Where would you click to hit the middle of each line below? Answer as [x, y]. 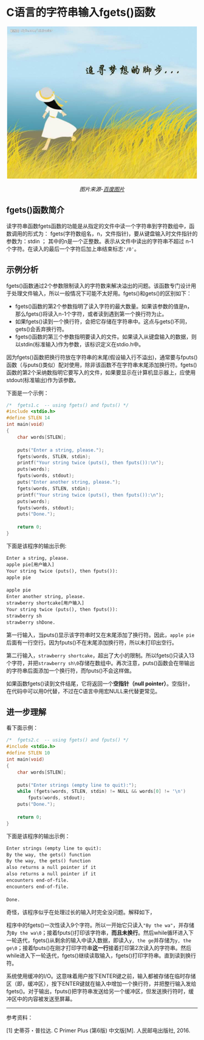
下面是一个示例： [28, 393]
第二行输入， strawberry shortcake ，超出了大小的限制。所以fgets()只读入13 [100, 655]
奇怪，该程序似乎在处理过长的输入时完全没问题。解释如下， [81, 912]
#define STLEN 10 [28, 753]
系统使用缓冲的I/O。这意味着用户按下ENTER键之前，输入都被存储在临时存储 [101, 976]
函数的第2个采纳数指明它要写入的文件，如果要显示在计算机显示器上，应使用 [101, 372]
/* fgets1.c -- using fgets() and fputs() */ [68, 405]
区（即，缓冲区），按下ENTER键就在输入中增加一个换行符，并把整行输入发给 [101, 983]
